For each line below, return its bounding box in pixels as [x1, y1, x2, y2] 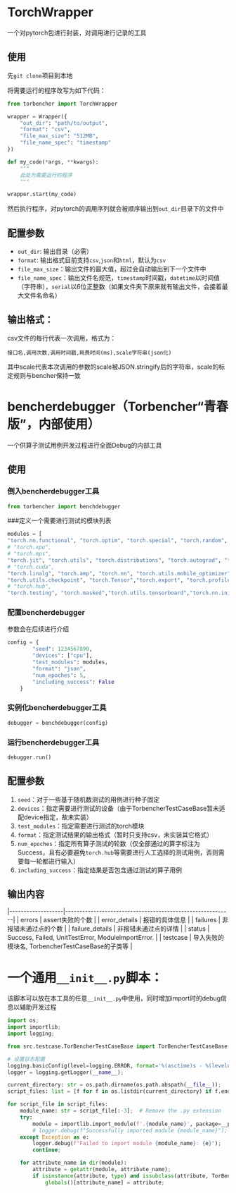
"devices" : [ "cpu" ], [32, 652, 93, 659]
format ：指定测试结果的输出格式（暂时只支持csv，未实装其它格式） [17, 830, 214, 839]
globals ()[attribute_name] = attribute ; [44, 1179, 165, 1186]
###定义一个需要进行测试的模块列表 [7, 516, 112, 525]
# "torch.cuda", [7, 563, 55, 570]
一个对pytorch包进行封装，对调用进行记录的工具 [7, 28, 147, 37]
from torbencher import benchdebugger [7, 503, 121, 510]
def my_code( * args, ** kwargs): [7, 158, 99, 166]
